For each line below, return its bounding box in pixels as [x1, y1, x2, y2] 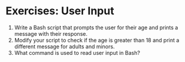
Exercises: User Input [5, 4, 114, 18]
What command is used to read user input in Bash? [14, 49, 140, 56]
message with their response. [14, 30, 88, 37]
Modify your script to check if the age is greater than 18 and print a [14, 36, 180, 44]
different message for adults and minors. [14, 43, 115, 50]
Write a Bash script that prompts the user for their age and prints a [14, 24, 178, 31]
